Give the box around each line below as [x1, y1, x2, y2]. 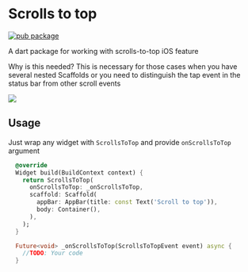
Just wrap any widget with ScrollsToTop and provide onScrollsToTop [8, 137, 231, 147]
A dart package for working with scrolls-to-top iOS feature [8, 46, 199, 56]
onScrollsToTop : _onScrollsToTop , [29, 183, 144, 191]
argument [8, 146, 40, 155]
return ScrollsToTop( [22, 176, 93, 184]
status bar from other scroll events [8, 79, 121, 88]
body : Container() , [36, 205, 101, 213]
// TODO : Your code [22, 249, 83, 258]
